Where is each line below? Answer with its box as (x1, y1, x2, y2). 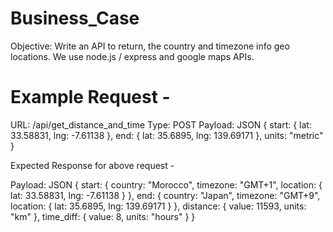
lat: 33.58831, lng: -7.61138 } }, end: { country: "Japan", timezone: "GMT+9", (10, 189, 321, 201)
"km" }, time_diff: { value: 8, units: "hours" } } (10, 210, 196, 222)
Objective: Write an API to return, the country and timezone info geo (10, 40, 290, 52)
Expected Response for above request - (10, 159, 175, 171)
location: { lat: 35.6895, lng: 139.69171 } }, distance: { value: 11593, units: (10, 200, 307, 212)
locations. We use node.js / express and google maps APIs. (10, 50, 255, 62)
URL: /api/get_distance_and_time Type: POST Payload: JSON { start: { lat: (10, 118, 312, 131)
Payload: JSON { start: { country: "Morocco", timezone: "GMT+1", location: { (10, 178, 323, 191)
